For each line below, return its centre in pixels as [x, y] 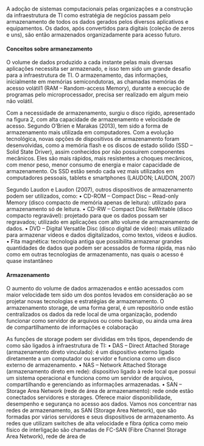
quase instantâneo [30, 261]
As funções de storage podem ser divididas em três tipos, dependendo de [100, 339]
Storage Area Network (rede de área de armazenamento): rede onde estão [100, 391]
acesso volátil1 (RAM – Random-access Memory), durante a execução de [98, 88]
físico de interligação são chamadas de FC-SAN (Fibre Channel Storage [97, 430]
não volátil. [20, 101]
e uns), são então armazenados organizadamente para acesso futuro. [94, 35]
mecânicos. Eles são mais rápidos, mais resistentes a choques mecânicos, [100, 159]
